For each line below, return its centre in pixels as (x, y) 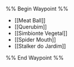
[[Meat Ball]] (30, 20)
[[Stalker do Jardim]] (40, 46)
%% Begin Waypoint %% (37, 9)
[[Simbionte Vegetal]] (41, 33)
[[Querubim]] (31, 27)
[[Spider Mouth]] (35, 40)
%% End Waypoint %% (35, 58)
